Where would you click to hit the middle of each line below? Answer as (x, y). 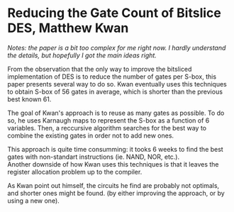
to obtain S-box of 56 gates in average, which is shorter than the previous (115, 91)
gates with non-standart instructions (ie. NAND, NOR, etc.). (94, 157)
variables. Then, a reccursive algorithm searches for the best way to (107, 128)
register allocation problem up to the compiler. (75, 172)
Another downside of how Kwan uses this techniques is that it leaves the (113, 164)
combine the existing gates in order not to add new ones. (91, 135)
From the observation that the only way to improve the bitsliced (100, 69)
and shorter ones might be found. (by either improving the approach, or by (116, 193)
